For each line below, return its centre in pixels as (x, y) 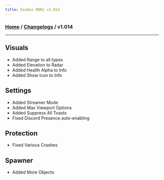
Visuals (17, 48)
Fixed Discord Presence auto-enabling (51, 118)
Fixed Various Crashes (35, 145)
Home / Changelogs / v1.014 (39, 26)
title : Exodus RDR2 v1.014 (32, 10)
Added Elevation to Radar (38, 65)
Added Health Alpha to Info (39, 70)
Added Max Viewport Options (42, 108)
